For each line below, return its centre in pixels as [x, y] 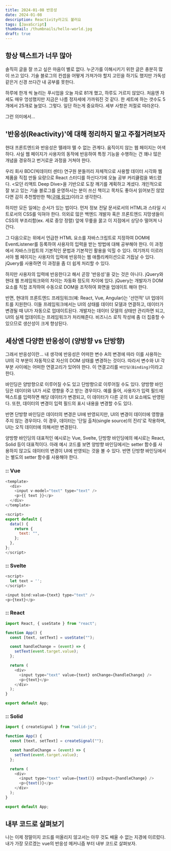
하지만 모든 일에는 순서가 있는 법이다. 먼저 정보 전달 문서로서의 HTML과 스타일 [83, 207]
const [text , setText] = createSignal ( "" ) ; [57, 741]
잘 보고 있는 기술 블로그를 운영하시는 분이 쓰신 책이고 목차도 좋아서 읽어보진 [80, 190]
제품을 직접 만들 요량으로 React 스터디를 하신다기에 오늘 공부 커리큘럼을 [77, 178]
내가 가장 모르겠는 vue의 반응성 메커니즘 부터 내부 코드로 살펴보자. [71, 844]
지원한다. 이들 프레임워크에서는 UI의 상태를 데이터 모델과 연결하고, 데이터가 [89, 304]
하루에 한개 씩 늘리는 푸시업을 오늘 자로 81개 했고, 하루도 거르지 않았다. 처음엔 [82, 93]
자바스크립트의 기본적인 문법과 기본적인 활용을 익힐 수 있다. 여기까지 [82, 250]
